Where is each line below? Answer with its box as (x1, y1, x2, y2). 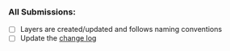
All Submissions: (8, 6, 77, 18)
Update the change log (19, 33, 97, 43)
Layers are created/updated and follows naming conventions (19, 25, 223, 34)
